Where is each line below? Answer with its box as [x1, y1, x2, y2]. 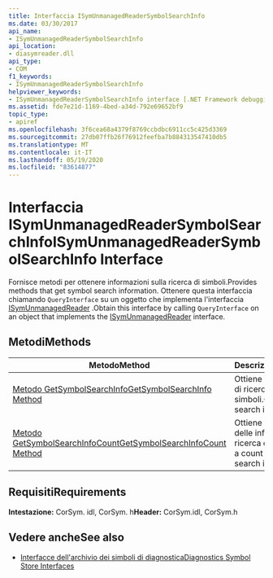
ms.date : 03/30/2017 [8, 20, 79, 28]
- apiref [8, 118, 38, 126]
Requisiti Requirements [8, 485, 127, 499]
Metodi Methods [8, 335, 92, 349]
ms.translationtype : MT [8, 140, 89, 149]
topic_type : [8, 111, 49, 119]
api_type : [8, 58, 42, 66]
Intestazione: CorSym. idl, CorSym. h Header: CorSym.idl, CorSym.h [8, 506, 238, 517]
